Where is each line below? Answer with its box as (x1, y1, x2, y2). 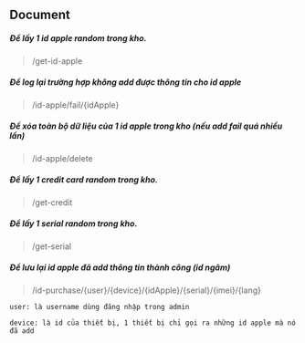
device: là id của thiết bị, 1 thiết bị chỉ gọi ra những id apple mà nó (9, 318, 297, 327)
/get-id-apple (31, 56, 83, 67)
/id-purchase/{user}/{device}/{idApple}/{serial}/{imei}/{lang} (31, 285, 262, 296)
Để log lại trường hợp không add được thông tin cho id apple (9, 77, 242, 88)
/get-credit (31, 197, 73, 208)
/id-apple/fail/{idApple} (31, 99, 120, 110)
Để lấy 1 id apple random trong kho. (9, 32, 147, 44)
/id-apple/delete (31, 153, 93, 164)
